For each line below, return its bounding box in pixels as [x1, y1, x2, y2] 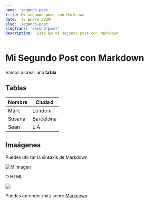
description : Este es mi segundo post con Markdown [5, 31, 119, 36]
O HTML [5, 173, 23, 179]
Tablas [5, 84, 27, 92]
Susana [8, 115, 26, 122]
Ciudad [35, 99, 54, 106]
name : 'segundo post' [5, 7, 51, 13]
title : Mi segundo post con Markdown [5, 12, 85, 17]
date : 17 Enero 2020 [5, 17, 51, 22]
